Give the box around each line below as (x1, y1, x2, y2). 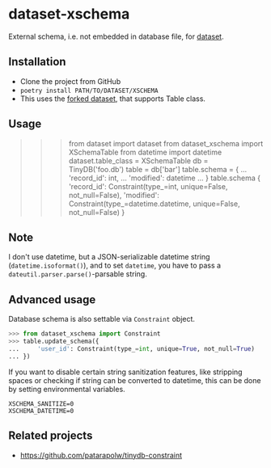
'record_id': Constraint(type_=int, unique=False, (68, 181, 228, 191)
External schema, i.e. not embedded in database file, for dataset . (8, 32, 224, 41)
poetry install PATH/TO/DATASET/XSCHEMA (19, 86, 159, 95)
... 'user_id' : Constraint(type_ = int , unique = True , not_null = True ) (8, 344, 255, 352)
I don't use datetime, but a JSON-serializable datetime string (8, 252, 210, 262)
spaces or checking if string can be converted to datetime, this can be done (8, 375, 261, 385)
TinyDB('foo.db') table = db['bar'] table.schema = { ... (68, 164, 248, 174)
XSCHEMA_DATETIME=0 (8, 407, 74, 415)
